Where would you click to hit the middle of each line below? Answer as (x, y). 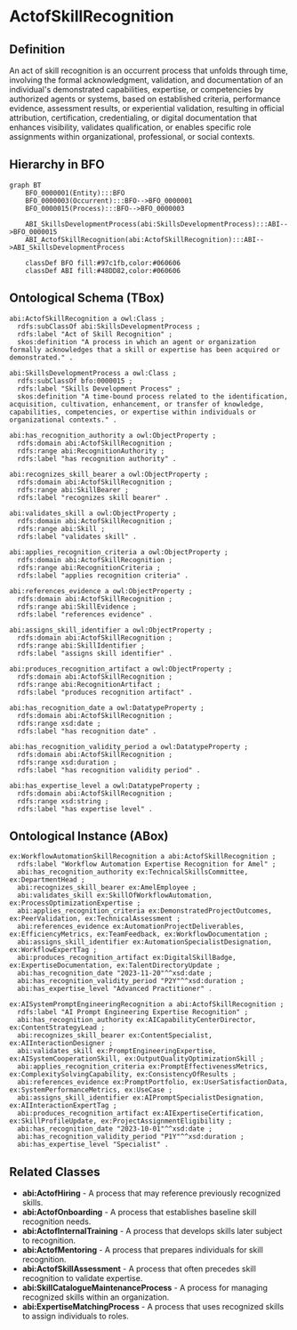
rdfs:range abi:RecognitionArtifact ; (89, 684)
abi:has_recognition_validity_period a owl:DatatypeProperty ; (129, 746)
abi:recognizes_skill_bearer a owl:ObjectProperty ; (109, 474)
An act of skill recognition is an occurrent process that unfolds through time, (149, 70)
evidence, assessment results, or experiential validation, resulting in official (147, 108)
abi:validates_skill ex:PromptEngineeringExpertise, (117, 1052)
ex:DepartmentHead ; (48, 880)
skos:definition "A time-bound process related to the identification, (153, 396)
